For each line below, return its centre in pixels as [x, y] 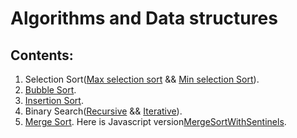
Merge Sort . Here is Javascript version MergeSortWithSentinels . [155, 121]
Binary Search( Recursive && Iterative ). [103, 111]
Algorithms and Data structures [144, 18]
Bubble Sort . [50, 90]
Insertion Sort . [54, 100]
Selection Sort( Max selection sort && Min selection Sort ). [142, 79]
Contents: [42, 55]
